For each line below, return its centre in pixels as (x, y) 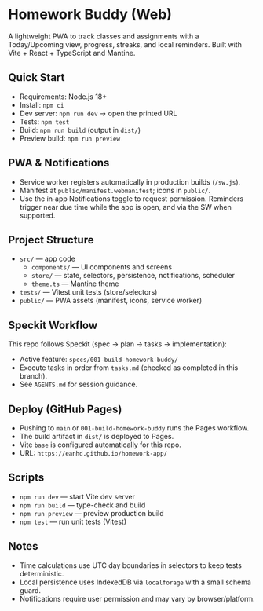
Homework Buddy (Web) (90, 15)
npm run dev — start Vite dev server (77, 496)
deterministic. (42, 573)
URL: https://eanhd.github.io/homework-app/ (93, 453)
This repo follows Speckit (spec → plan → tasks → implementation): (118, 344)
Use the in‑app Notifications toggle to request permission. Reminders (131, 199)
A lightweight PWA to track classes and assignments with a (104, 36)
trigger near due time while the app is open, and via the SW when (125, 207)
